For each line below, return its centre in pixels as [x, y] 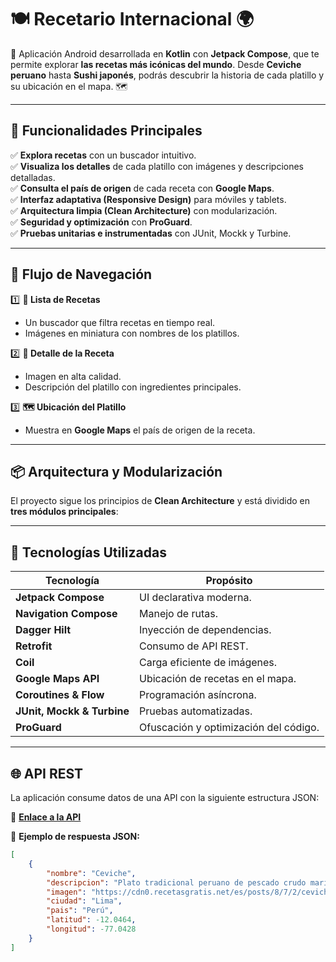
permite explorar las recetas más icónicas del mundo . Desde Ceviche [156, 64]
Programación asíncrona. [198, 695]
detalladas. [33, 177]
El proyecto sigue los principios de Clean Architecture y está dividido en [160, 501]
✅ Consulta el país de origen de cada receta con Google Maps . [142, 188]
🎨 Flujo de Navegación [81, 274]
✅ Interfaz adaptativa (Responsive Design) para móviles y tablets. [148, 199]
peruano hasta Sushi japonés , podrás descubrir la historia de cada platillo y [167, 75]
